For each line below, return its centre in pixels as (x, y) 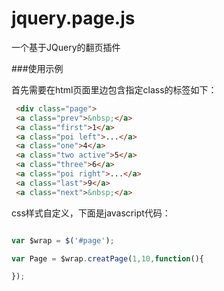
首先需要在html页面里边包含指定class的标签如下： (114, 89)
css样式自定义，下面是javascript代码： (91, 213)
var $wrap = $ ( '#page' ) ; (63, 240)
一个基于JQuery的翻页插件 (66, 47)
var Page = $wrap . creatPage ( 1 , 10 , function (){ (107, 258)
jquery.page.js (73, 18)
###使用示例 (37, 68)
